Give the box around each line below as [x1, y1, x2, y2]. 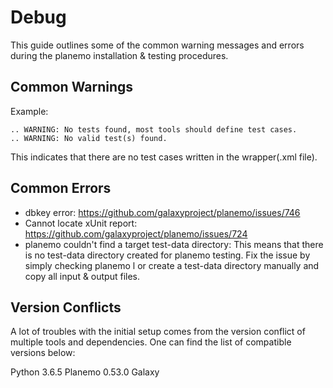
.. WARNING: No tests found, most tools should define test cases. [10, 124, 298, 135]
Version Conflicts [10, 299, 122, 316]
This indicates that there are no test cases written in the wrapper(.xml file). [10, 151, 318, 163]
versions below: [10, 347, 76, 359]
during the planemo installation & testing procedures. [10, 49, 229, 61]
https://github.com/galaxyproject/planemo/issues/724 [24, 227, 248, 240]
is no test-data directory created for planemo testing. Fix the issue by [24, 249, 311, 261]
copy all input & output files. [24, 270, 141, 282]
